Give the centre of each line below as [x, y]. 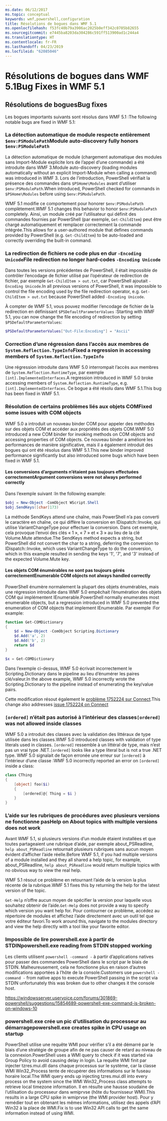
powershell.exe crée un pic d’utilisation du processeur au [76, 1021]
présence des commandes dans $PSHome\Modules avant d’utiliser [71, 183]
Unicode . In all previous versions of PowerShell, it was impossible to [93, 286]
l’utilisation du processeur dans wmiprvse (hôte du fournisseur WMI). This [80, 1092]
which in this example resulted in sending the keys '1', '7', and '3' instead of [82, 554]
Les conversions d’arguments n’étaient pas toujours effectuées [72, 472]
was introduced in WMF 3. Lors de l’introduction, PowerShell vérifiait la [78, 178]
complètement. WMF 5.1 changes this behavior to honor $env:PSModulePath [81, 209]
